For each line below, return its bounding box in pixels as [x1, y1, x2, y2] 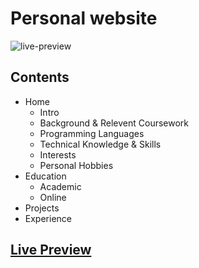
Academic [39, 180, 82, 192]
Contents [10, 69, 70, 86]
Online [39, 191, 67, 203]
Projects [24, 202, 60, 214]
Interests [39, 148, 77, 161]
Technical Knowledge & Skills [39, 138, 162, 150]
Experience [24, 212, 72, 224]
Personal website [10, 7, 158, 30]
